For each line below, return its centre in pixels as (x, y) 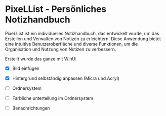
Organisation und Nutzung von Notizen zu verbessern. (61, 49)
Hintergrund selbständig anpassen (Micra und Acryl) (66, 78)
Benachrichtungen (31, 108)
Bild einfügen (26, 68)
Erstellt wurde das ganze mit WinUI (41, 58)
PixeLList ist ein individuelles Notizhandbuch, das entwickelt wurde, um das (82, 33)
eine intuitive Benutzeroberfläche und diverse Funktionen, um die (72, 44)
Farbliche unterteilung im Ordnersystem (53, 98)
